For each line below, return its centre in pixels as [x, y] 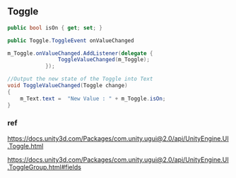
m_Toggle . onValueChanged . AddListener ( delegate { [80, 53]
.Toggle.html [25, 146]
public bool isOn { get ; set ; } [55, 27]
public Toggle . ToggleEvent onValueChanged [71, 40]
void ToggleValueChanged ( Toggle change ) [68, 86]
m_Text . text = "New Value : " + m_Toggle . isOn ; [93, 98]
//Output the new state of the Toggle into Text [80, 79]
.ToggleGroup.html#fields [44, 167]
